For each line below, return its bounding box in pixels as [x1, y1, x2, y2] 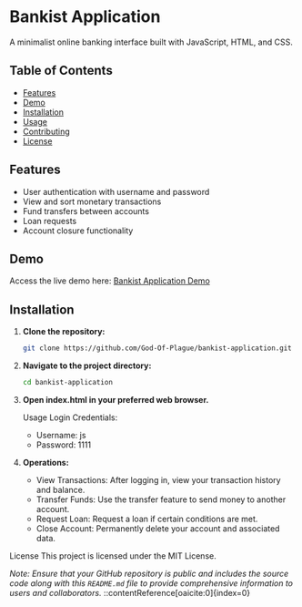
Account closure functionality [22, 225, 134, 236]
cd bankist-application [22, 378, 114, 387]
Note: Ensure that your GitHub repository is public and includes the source [9, 568, 289, 579]
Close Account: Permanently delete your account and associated [35, 522, 280, 534]
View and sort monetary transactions [22, 196, 162, 207]
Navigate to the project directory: [22, 360, 152, 371]
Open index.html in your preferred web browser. [22, 394, 209, 405]
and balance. [35, 484, 86, 495]
